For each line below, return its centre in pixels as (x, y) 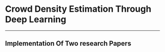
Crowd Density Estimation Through (78, 9)
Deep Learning (36, 19)
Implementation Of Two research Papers (68, 43)
